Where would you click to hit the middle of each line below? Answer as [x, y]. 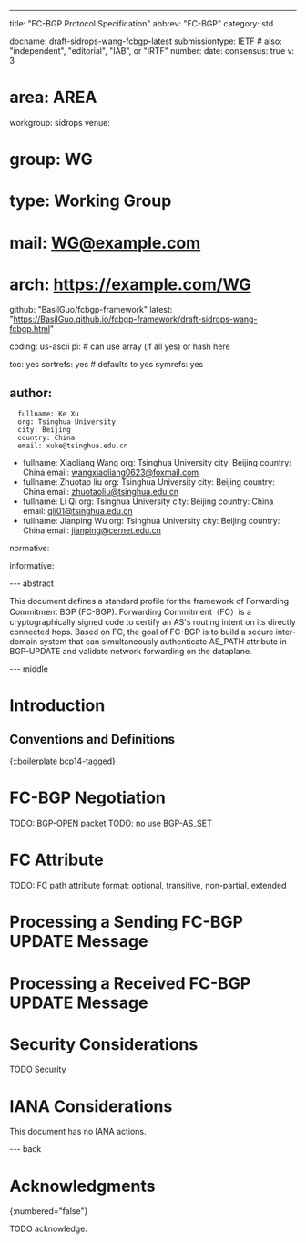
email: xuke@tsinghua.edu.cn [73, 446]
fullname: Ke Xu [48, 414]
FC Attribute [56, 860]
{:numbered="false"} [49, 1211]
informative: [32, 566]
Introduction [57, 706]
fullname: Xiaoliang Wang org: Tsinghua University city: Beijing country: [157, 463]
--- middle [29, 669]
